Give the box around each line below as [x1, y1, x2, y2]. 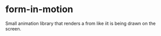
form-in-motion [5, 4, 73, 15]
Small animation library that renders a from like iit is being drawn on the [5, 20, 156, 26]
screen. [5, 25, 22, 31]
